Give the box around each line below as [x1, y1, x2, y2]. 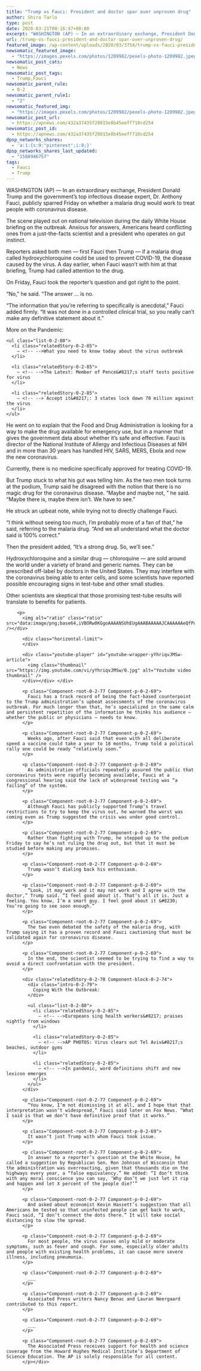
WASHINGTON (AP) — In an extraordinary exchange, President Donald [6, 187, 181, 193]
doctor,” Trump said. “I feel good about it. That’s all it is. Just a [6, 893, 188, 899]
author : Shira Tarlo [6, 14, 58, 20]
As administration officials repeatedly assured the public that [28, 767, 194, 773]
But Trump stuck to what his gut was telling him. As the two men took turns [6, 477, 191, 484]
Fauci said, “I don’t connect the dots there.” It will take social [6, 1212, 181, 1218]
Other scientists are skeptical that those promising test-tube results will [6, 592, 182, 599]
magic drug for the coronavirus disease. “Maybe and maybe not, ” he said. [6, 489, 190, 496]
